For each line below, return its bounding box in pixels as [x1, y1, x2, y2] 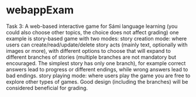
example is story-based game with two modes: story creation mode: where [6, 35, 187, 42]
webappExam [6, 3, 74, 17]
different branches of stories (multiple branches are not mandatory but [6, 53, 177, 60]
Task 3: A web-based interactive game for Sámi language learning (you [6, 23, 178, 30]
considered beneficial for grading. [6, 84, 88, 91]
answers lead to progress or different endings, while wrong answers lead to [6, 66, 188, 73]
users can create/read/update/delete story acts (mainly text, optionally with [6, 41, 188, 48]
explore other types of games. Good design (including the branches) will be [6, 78, 188, 85]
